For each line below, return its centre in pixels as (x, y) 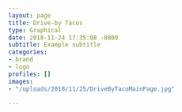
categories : (28, 52)
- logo (19, 67)
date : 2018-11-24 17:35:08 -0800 (63, 37)
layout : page (30, 15)
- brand (21, 60)
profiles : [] (30, 74)
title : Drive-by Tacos (45, 23)
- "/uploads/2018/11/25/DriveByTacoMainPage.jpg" (92, 89)
